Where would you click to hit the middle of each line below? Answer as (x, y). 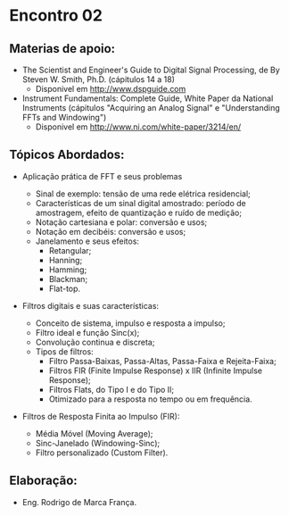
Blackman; (68, 279)
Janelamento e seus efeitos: (87, 241)
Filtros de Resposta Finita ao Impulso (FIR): (101, 416)
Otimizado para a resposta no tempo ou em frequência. (150, 399)
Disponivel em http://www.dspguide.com (111, 89)
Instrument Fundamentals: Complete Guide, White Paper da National (148, 98)
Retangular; (70, 250)
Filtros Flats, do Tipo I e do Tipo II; (111, 389)
